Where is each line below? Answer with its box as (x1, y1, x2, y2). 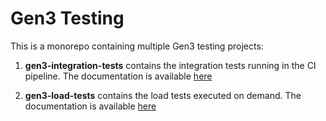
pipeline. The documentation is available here (24, 70, 213, 82)
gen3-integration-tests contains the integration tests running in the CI (24, 59, 317, 71)
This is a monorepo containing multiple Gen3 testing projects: (10, 40, 264, 52)
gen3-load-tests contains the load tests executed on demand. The (24, 89, 302, 101)
